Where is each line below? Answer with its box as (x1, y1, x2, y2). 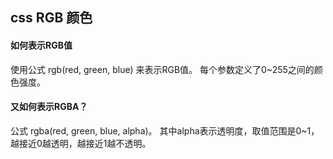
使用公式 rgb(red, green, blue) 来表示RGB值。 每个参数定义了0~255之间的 (10, 63, 315, 75)
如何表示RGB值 (10, 39, 73, 51)
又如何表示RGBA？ (10, 101, 88, 113)
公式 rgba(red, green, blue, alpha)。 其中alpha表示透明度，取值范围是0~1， (10, 124, 320, 137)
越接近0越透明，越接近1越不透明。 (10, 137, 152, 149)
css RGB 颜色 (10, 9, 93, 27)
